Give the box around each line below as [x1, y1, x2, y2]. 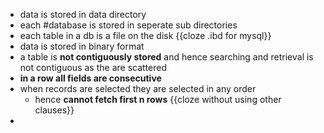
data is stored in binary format [19, 40, 145, 52]
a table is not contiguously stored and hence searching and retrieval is [19, 51, 314, 63]
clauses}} [34, 104, 75, 116]
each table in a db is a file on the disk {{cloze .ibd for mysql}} [19, 30, 272, 41]
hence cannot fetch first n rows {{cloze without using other [34, 94, 282, 105]
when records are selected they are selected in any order [19, 83, 257, 94]
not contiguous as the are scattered [19, 62, 167, 73]
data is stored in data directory [19, 9, 147, 20]
